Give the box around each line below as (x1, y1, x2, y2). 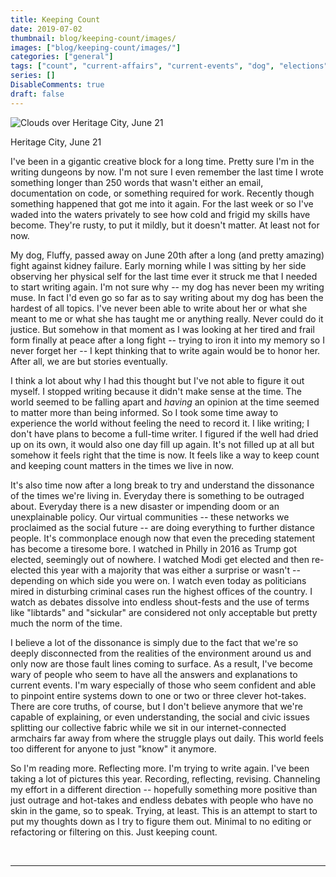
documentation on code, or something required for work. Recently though (10, 187, 315, 199)
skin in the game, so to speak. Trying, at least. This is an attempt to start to (10, 804, 318, 816)
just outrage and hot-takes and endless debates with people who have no (10, 794, 314, 806)
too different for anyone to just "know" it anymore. (10, 742, 217, 755)
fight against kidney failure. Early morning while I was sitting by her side (10, 259, 307, 271)
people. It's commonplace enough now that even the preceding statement (10, 532, 316, 544)
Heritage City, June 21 (10, 136, 102, 148)
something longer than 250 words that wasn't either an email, (10, 176, 264, 188)
